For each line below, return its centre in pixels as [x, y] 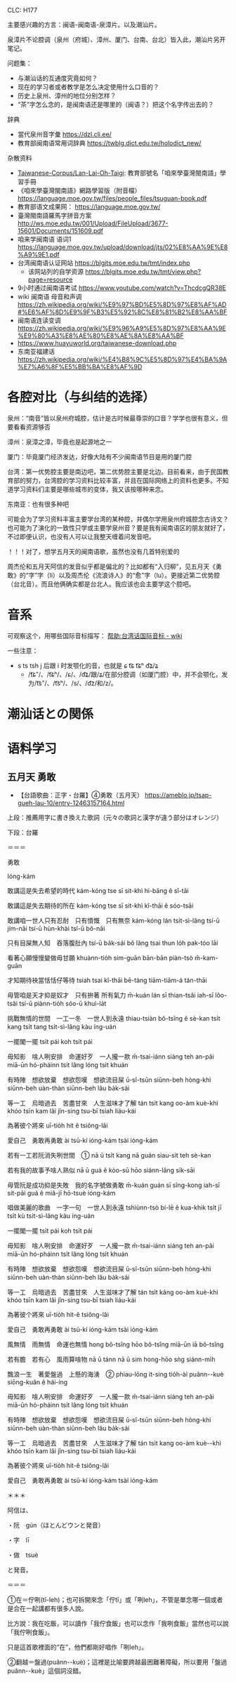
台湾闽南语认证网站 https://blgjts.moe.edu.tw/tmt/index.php [104, 263]
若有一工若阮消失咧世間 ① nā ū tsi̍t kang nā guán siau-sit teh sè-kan [109, 1155]
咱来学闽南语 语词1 [44, 239]
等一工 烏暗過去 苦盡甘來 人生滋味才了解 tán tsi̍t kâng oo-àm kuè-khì [113, 1292]
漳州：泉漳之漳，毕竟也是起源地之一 [60, 442]
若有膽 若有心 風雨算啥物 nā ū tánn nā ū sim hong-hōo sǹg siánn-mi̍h [111, 1359]
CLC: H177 [22, 10]
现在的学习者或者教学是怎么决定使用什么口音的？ [88, 87]
